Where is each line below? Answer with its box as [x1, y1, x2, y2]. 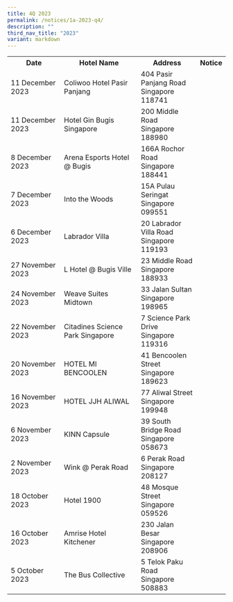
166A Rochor [141, 144, 185, 153]
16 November [10, 392, 56, 402]
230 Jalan [141, 520, 175, 530]
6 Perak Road [141, 454, 185, 464]
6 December [10, 227, 52, 237]
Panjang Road [141, 78, 186, 87]
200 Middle [141, 107, 179, 117]
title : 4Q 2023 [7, 10, 51, 17]
